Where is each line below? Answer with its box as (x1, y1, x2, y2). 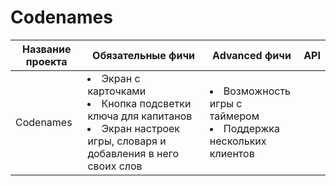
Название (21, 42, 72, 56)
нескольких (209, 134, 267, 148)
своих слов (87, 159, 143, 173)
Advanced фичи (212, 48, 292, 62)
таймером (209, 109, 260, 123)
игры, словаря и (87, 134, 167, 148)
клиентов (209, 146, 255, 160)
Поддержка (223, 121, 281, 135)
